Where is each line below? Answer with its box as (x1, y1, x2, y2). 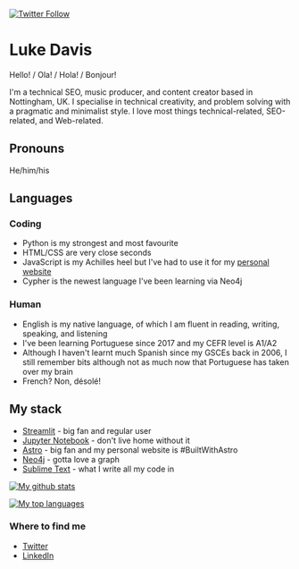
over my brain (21, 366, 74, 377)
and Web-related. (38, 115, 104, 125)
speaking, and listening (21, 327, 108, 339)
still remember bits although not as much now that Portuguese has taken (21, 356, 290, 367)
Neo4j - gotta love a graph (21, 454, 120, 464)
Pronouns (9, 141, 65, 157)
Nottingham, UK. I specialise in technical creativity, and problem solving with (9, 96, 291, 106)
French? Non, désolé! (21, 376, 101, 386)
